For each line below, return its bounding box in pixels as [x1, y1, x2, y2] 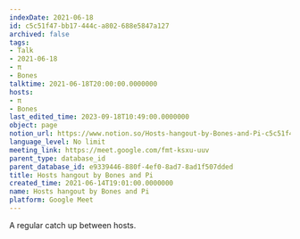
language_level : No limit [9, 137, 105, 146]
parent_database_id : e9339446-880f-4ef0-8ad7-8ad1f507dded [9, 162, 234, 171]
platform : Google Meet [9, 195, 94, 205]
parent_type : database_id [9, 153, 105, 163]
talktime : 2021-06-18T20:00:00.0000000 [9, 79, 158, 88]
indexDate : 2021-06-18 [9, 12, 94, 22]
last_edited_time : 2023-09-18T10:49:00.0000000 [9, 112, 190, 121]
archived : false [9, 29, 70, 38]
